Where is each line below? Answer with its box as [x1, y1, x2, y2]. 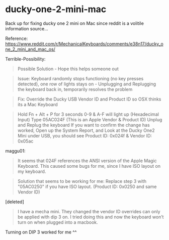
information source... [5, 25, 49, 31]
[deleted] [5, 199, 24, 205]
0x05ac [17, 138, 34, 144]
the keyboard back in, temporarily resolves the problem [17, 86, 133, 92]
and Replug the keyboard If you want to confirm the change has [17, 122, 150, 128]
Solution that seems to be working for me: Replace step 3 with [17, 178, 147, 184]
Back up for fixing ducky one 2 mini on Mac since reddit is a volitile [5, 20, 144, 26]
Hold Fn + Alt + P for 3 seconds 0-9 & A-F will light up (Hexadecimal [17, 111, 159, 117]
